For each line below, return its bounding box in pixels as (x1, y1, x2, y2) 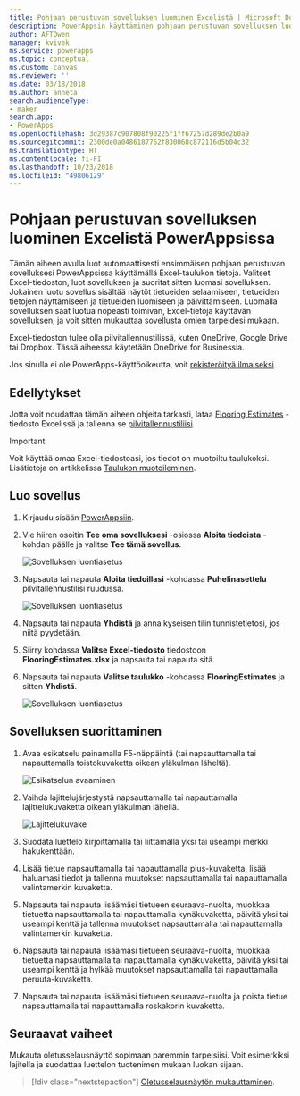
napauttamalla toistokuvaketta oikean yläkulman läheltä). (21, 757, 231, 768)
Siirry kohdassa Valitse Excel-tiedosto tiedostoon (21, 645, 207, 655)
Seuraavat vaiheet (9, 1026, 113, 1041)
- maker (9, 105, 38, 114)
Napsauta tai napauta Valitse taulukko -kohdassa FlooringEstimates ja (21, 671, 286, 682)
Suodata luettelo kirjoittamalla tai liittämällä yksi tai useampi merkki (21, 836, 269, 847)
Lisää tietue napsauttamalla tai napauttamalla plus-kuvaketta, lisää (21, 863, 267, 873)
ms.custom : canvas (9, 63, 78, 72)
